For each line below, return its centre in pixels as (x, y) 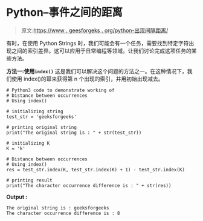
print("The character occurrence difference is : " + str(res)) (89, 185)
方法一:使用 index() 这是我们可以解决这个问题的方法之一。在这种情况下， (97, 71)
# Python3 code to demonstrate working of (60, 90)
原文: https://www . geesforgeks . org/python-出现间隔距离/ (95, 30)
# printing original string (42, 127)
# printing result (29, 180)
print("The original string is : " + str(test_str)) (74, 133)
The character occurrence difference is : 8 (63, 213)
